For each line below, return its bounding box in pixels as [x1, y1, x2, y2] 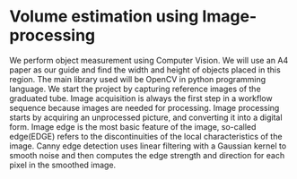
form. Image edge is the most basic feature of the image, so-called [9, 121, 257, 132]
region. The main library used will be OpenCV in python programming [9, 73, 266, 84]
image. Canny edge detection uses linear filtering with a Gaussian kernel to [9, 141, 287, 151]
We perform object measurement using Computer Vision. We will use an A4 [9, 55, 289, 65]
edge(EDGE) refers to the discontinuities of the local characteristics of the [9, 131, 283, 141]
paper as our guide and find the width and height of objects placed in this [9, 64, 281, 75]
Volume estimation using [9, 6, 199, 27]
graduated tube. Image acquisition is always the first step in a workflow [9, 92, 273, 104]
